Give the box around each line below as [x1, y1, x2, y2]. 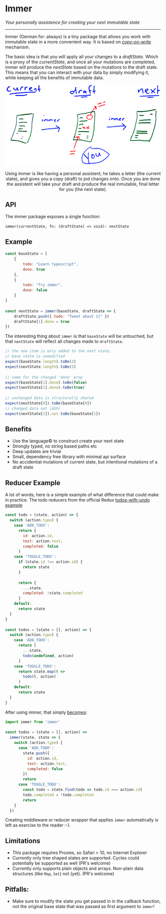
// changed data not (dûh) [5, 406, 61, 411]
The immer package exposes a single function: [5, 214, 101, 220]
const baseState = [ [5, 251, 48, 256]
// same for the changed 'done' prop [5, 374, 83, 380]
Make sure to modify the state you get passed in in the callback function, [12, 898, 161, 904]
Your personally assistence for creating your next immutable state [5, 19, 140, 25]
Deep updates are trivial [12, 449, 61, 455]
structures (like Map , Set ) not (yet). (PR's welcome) [12, 871, 115, 877]
